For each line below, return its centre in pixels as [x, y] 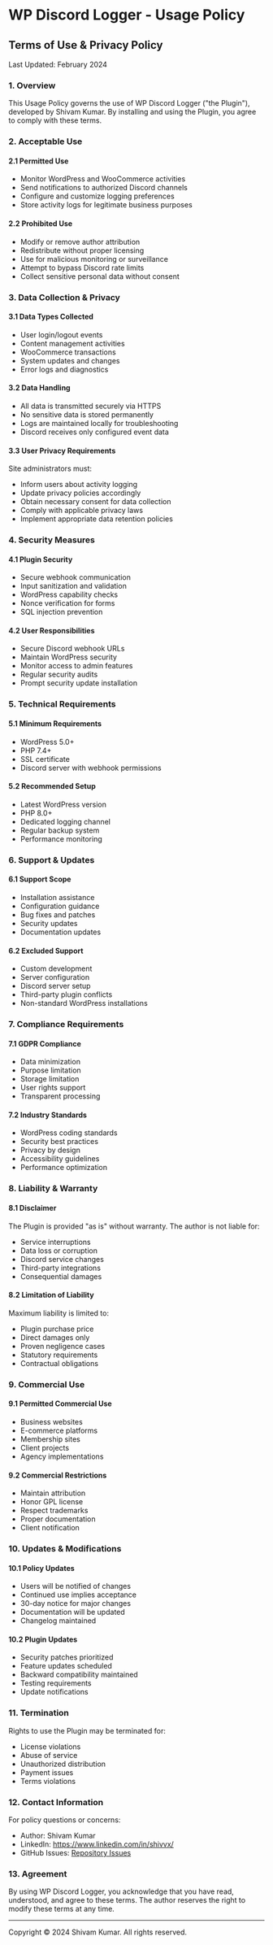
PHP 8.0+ [36, 813]
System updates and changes [70, 360]
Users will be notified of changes [76, 1586]
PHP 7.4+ [36, 751]
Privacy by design [50, 1150]
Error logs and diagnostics [64, 369]
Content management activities [72, 343]
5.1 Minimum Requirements [55, 724]
